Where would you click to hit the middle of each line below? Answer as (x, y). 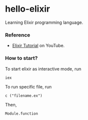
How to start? (22, 58)
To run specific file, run (28, 86)
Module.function (22, 113)
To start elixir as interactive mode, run (43, 69)
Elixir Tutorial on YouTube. (38, 46)
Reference (18, 35)
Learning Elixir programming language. (44, 22)
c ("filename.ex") (24, 96)
